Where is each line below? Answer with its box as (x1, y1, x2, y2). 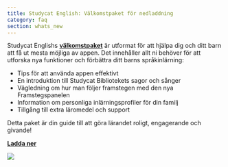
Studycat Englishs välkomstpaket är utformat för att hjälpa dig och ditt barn (7, 42, 222, 50)
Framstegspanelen (16, 91, 70, 99)
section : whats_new (7, 23, 63, 29)
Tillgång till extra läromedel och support (16, 105, 130, 114)
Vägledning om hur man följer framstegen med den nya (16, 83, 174, 92)
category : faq (7, 16, 48, 23)
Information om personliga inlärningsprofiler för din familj (16, 99, 179, 107)
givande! (7, 126, 32, 134)
